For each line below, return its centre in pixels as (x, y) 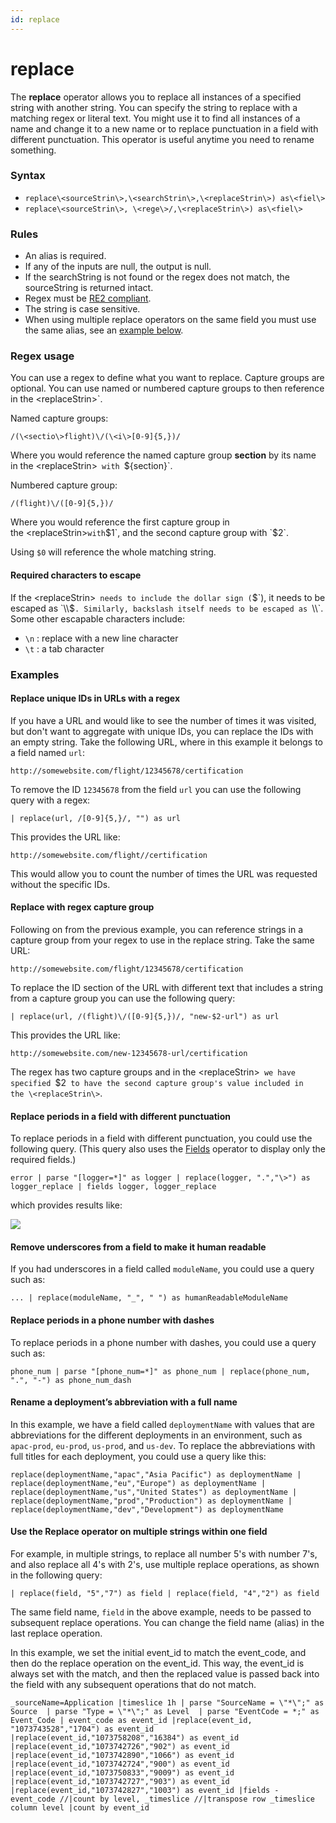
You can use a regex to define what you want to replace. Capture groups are (167, 378)
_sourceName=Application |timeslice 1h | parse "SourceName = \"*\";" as (167, 1703)
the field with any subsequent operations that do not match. (133, 1684)
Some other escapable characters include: (98, 618)
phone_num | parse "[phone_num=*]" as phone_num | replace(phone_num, (160, 1371)
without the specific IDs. (60, 884)
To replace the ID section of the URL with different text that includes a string (166, 987)
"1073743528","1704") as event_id (82, 1729)
